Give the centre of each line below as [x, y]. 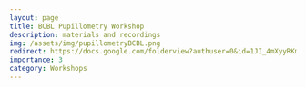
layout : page [34, 18]
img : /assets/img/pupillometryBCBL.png [85, 43]
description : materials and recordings [85, 34]
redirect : [28, 52]
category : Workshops [49, 69]
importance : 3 [36, 60]
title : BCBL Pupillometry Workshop [77, 26]
